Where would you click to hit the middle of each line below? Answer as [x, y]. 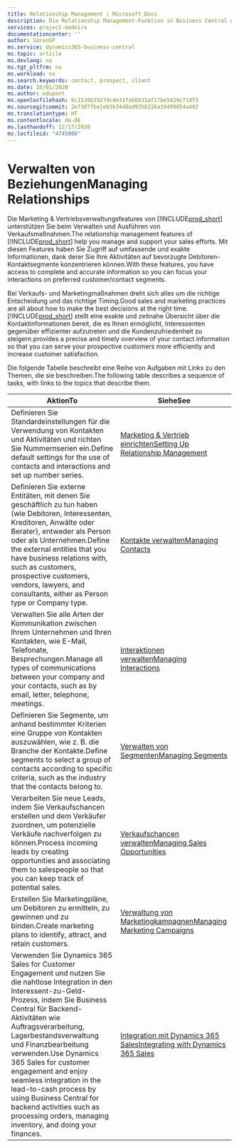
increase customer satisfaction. [53, 354]
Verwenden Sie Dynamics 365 [62, 955]
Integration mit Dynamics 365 [170, 1036]
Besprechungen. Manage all [57, 659]
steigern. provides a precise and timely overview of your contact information [118, 339]
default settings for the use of [60, 458]
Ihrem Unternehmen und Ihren [61, 633]
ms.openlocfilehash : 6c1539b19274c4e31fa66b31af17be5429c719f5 [103, 101]
